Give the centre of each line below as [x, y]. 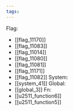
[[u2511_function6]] [38, 96]
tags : [13, 11]
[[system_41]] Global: [40, 83]
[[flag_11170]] [30, 39]
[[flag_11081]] [30, 65]
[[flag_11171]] [30, 70]
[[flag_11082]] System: [41, 77]
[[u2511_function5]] [38, 102]
